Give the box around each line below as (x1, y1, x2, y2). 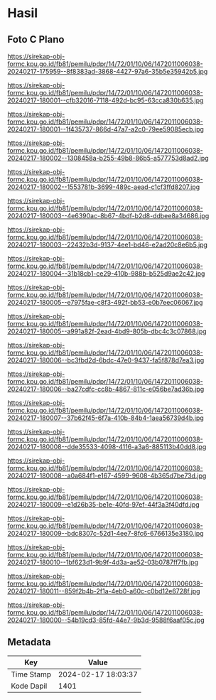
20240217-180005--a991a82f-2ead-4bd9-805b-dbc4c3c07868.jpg (7, 327, 207, 335)
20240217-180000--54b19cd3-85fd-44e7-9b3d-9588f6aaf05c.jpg (7, 616, 205, 624)
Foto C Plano (7, 33, 65, 45)
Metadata (7, 636, 51, 648)
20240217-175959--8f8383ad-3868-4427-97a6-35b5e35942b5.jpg (7, 68, 208, 75)
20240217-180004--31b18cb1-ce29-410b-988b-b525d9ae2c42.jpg (7, 269, 205, 278)
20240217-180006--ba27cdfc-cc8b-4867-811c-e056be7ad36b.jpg (7, 385, 205, 393)
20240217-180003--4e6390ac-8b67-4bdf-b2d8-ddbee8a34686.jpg (7, 212, 210, 220)
